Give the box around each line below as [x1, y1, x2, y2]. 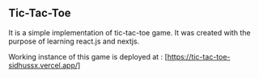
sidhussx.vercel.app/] [8, 60, 81, 70]
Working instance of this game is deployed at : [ [8, 51, 168, 61]
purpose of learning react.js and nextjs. [8, 36, 140, 46]
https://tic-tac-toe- [167, 51, 231, 61]
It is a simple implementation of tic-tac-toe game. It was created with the [8, 27, 251, 37]
